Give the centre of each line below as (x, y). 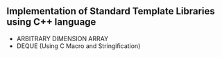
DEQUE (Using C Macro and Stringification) (78, 46)
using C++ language (51, 22)
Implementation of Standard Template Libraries (111, 11)
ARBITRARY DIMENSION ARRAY (62, 38)
